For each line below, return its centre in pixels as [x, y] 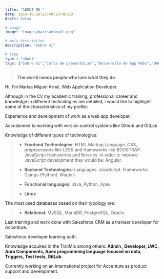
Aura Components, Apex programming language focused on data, [73, 251]
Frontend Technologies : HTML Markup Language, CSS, [81, 144]
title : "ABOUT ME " [25, 10]
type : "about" [20, 59]
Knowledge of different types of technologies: [51, 135]
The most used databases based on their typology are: [60, 203]
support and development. [32, 271]
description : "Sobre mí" [30, 45]
